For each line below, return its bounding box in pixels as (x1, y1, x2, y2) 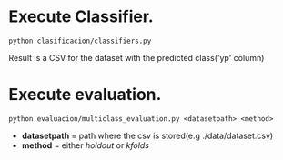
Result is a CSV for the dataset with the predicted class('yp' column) (8, 52, 265, 63)
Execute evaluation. (8, 85, 162, 105)
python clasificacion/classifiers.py (8, 36, 152, 45)
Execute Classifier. (8, 6, 154, 27)
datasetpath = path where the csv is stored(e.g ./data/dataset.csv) (21, 130, 274, 141)
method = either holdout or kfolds (21, 139, 149, 151)
